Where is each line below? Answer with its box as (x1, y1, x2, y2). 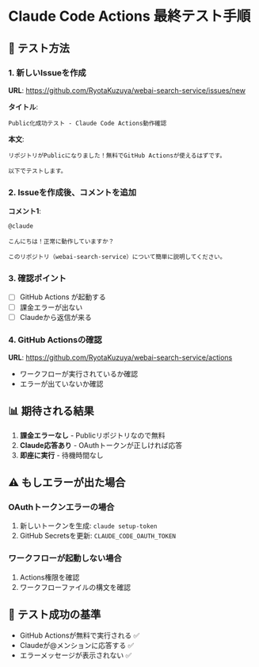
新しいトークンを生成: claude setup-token (19, 521, 158, 530)
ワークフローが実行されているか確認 (19, 368, 139, 378)
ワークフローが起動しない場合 (8, 553, 123, 564)
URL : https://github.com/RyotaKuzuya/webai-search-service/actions (8, 353, 233, 362)
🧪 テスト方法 (8, 41, 70, 55)
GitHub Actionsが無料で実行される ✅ (19, 630, 140, 640)
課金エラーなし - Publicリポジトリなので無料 (19, 430, 166, 440)
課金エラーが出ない (19, 303, 83, 312)
